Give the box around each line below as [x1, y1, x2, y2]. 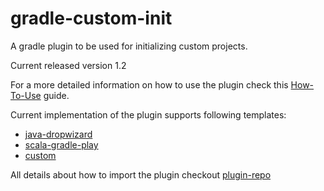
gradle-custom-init [10, 7, 173, 30]
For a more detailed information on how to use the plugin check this [10, 78, 289, 91]
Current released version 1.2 [10, 59, 127, 71]
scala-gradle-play [24, 138, 99, 151]
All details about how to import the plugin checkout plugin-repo [10, 168, 272, 181]
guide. [43, 89, 70, 101]
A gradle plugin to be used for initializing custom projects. [10, 40, 248, 52]
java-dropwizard [24, 128, 93, 140]
